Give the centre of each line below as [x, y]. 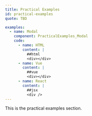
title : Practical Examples [32, 9]
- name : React [32, 81]
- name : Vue [30, 63]
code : [19, 41]
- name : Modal [24, 32]
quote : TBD [16, 18]
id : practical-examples [29, 14]
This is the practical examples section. [43, 108]
